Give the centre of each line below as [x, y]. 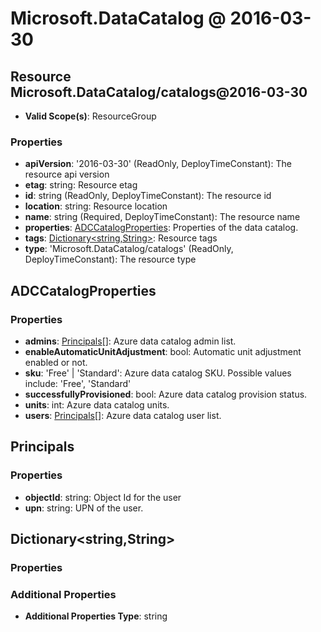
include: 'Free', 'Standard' [78, 383]
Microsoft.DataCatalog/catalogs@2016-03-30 [159, 92]
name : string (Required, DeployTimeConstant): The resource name [162, 217]
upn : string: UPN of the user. [84, 508]
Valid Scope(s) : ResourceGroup [90, 116]
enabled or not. [56, 362]
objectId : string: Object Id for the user [103, 497]
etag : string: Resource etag [81, 185]
